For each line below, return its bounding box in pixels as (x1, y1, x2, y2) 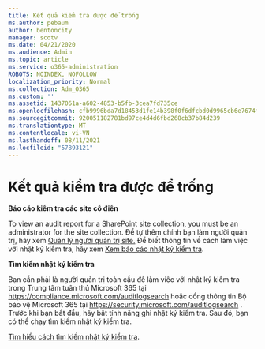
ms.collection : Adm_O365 (8, 84, 90, 93)
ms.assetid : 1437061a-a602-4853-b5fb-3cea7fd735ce (8, 99, 178, 107)
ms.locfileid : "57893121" (8, 144, 93, 152)
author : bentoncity (8, 26, 73, 34)
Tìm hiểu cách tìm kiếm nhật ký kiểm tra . (8, 332, 140, 342)
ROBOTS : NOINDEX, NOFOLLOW (8, 70, 97, 78)
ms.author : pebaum (8, 19, 69, 27)
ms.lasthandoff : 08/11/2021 (8, 136, 101, 144)
